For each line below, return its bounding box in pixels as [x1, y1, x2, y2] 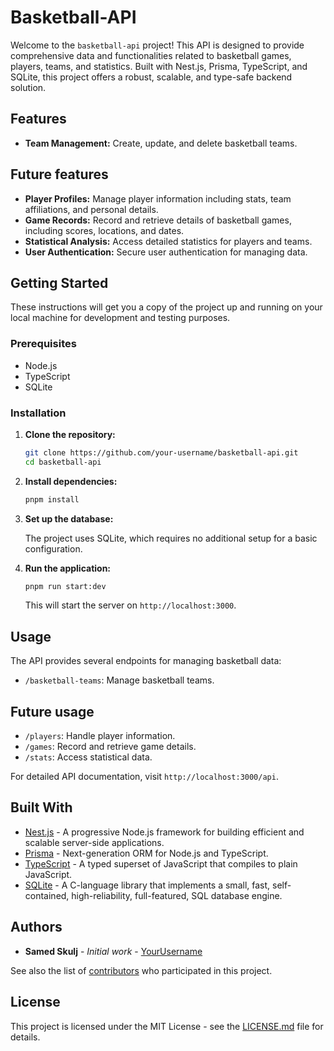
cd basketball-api [24, 457, 102, 467]
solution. [10, 81, 47, 93]
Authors [10, 919, 63, 936]
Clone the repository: [24, 428, 116, 440]
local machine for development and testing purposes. [10, 312, 231, 324]
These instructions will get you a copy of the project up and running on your [10, 301, 323, 313]
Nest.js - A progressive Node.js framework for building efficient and [24, 826, 305, 838]
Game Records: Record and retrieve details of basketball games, [24, 214, 292, 226]
